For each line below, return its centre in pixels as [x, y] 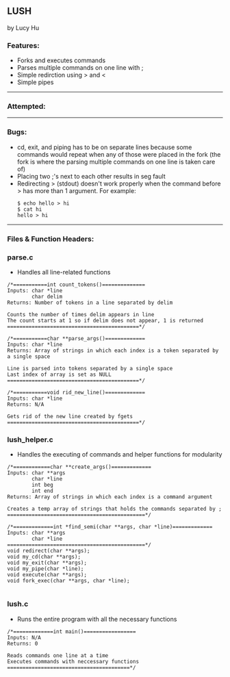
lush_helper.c [30, 439]
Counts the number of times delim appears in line [81, 314]
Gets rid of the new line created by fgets [70, 416]
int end [42, 491]
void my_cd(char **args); [44, 557]
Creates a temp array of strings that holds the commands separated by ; [115, 509]
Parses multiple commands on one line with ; [80, 68]
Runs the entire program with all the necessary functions [97, 619]
